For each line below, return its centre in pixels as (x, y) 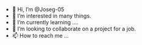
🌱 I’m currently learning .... (45, 22)
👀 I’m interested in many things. (51, 16)
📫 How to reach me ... (40, 36)
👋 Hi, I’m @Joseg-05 (38, 9)
